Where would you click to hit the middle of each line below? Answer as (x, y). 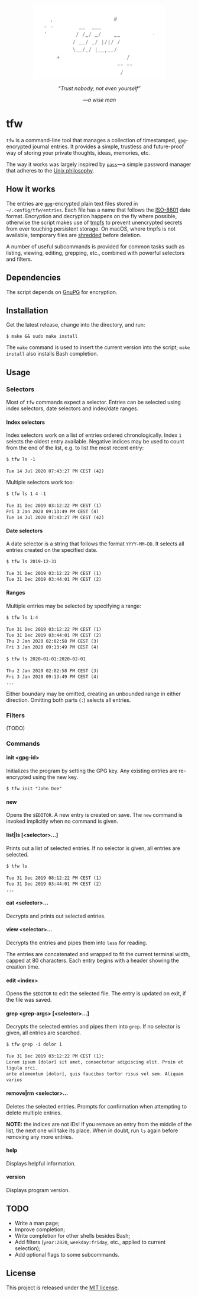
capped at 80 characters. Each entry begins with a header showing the (92, 960)
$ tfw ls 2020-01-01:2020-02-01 (46, 659)
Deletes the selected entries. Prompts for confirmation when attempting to (97, 1106)
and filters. (19, 259)
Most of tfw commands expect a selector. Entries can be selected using (94, 402)
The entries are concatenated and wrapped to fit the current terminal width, (98, 954)
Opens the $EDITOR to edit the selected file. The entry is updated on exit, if (96, 993)
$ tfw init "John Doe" (34, 789)
